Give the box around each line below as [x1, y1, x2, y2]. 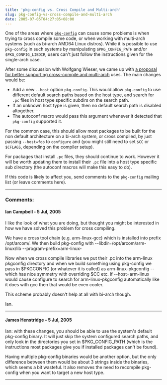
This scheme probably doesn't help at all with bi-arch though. [5, 291, 132, 297]
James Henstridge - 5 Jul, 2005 [5, 317, 72, 323]
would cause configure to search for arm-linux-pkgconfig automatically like [5, 276, 160, 282]
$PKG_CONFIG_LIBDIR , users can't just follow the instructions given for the [5, 51, 153, 57]
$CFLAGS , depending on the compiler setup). [5, 144, 94, 150]
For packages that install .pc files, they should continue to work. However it [5, 154, 160, 160]
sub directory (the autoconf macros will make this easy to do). [5, 164, 132, 170]
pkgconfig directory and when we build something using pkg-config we [5, 260, 152, 266]
